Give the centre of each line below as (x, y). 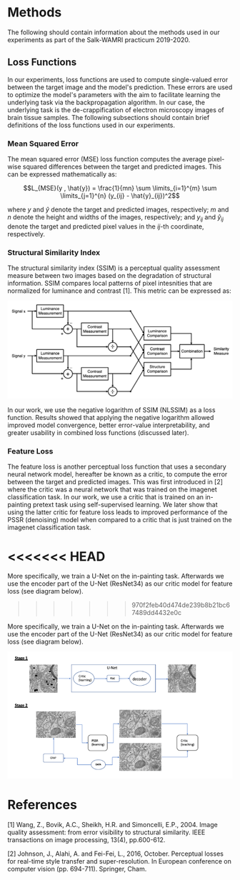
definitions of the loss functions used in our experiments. (91, 125)
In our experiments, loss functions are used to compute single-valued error (118, 79)
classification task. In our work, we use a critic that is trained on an (106, 497)
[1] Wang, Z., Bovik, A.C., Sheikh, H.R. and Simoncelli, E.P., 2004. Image (112, 824)
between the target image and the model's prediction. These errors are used (120, 87)
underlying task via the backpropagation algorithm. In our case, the (106, 102)
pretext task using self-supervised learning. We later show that (125, 505)
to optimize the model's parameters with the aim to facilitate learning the (114, 94)
